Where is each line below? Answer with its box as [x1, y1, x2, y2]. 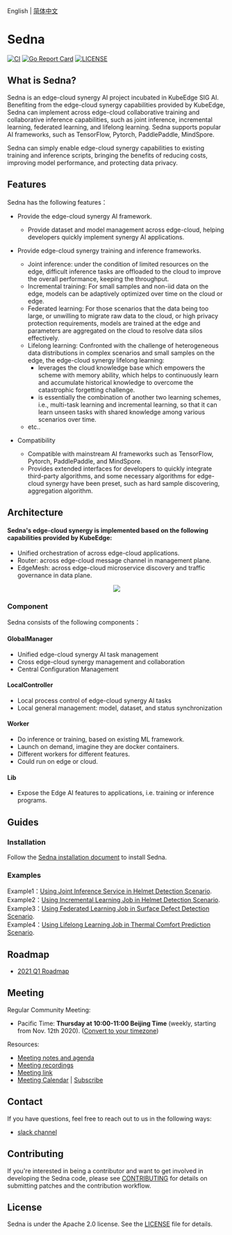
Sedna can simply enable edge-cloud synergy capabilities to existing [7, 143, 205, 152]
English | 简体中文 [7, 7, 58, 15]
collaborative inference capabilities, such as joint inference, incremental [7, 115, 213, 124]
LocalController [7, 681, 53, 689]
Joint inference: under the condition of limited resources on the [27, 260, 209, 268]
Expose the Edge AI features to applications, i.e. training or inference [17, 789, 215, 797]
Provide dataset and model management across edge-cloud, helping [27, 226, 224, 234]
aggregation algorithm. [27, 487, 94, 495]
